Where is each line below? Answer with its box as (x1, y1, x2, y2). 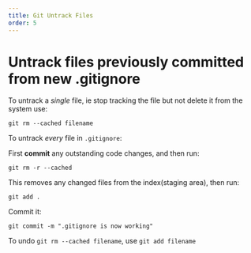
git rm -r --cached (8, 164, 73, 172)
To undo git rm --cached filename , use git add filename (8, 236, 196, 246)
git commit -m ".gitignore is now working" (8, 222, 154, 230)
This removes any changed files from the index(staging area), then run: (8, 178, 240, 187)
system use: (8, 104, 48, 114)
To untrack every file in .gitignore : (8, 134, 122, 143)
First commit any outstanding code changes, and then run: (8, 149, 200, 158)
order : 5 (8, 19, 37, 27)
